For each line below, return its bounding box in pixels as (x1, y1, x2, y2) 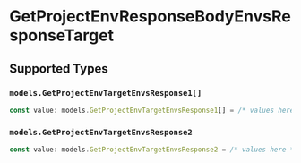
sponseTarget (9, 25, 115, 46)
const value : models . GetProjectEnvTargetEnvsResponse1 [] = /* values (9, 106, 275, 115)
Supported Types (9, 61, 109, 76)
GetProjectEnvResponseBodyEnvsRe (9, 6, 291, 27)
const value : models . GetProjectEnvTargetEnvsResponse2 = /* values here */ (9, 145, 298, 154)
